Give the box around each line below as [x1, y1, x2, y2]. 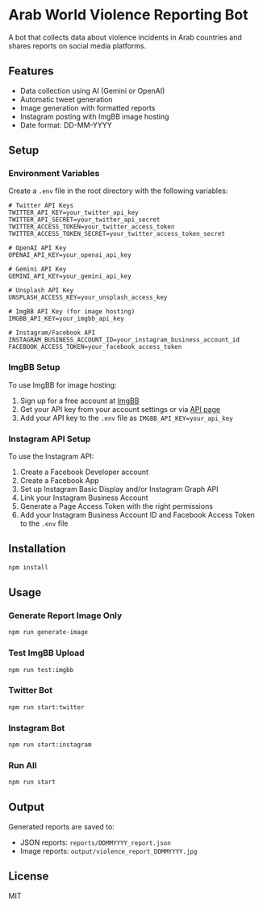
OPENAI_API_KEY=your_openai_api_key [8, 251, 131, 259]
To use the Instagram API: [8, 451, 94, 461]
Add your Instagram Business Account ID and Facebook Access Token [19, 510, 256, 520]
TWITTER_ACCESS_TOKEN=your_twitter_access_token [8, 223, 175, 231]
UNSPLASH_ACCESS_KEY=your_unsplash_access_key [8, 293, 168, 302]
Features [8, 65, 54, 78]
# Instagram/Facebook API [8, 329, 95, 337]
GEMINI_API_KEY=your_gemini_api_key [8, 272, 131, 280]
